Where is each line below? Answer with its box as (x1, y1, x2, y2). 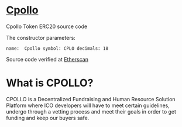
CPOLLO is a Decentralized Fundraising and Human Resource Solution (6, 95, 176, 102)
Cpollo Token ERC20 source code (6, 23, 88, 30)
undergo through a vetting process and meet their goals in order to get (6, 108, 177, 115)
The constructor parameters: (6, 34, 76, 41)
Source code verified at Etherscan (6, 56, 89, 63)
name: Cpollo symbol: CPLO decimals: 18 (6, 45, 109, 52)
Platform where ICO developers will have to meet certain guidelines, (6, 102, 170, 109)
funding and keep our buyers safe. (6, 114, 90, 121)
